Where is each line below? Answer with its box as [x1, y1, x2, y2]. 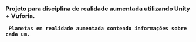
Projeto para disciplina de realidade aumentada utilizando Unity [5, 5, 190, 13]
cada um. [5, 31, 31, 38]
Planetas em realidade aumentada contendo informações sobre [8, 25, 187, 32]
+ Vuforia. [5, 12, 35, 20]
